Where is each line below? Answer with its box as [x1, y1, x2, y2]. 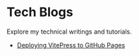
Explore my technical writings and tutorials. [6, 27, 132, 36]
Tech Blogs [6, 4, 73, 20]
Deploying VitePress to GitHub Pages [16, 41, 126, 49]
